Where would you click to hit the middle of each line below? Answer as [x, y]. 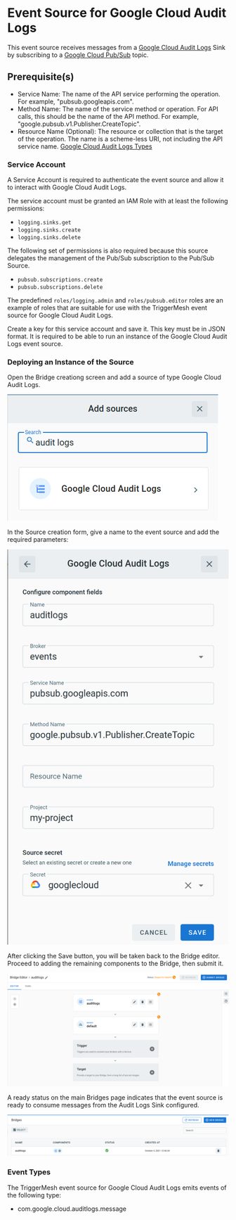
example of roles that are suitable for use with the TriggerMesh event [107, 308]
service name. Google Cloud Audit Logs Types [85, 146]
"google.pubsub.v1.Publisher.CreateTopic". [79, 124]
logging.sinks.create [49, 230]
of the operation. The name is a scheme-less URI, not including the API [120, 139]
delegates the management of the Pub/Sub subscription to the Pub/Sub [111, 258]
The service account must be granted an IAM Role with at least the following [118, 201]
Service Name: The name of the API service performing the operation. [119, 94]
